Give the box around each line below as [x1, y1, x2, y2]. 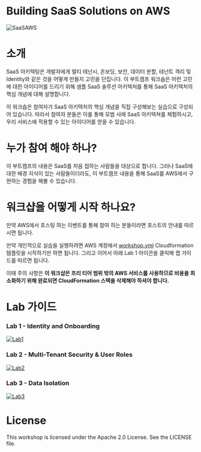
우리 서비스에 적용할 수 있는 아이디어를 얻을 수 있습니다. [6, 118, 136, 125]
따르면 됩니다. [17, 257, 50, 264]
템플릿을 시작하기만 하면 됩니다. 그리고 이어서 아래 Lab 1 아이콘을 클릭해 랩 [6, 249, 181, 256]
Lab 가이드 [6, 300, 57, 314]
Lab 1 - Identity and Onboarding [6, 322, 100, 330]
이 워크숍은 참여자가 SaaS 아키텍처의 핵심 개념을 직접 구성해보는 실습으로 [6, 103, 178, 110]
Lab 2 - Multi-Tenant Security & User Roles [6, 351, 133, 359]
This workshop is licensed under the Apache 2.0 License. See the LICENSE [6, 433, 192, 441]
